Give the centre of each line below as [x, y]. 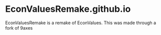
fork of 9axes [19, 28]
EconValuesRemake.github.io [68, 9]
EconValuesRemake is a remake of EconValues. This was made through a [81, 23]
